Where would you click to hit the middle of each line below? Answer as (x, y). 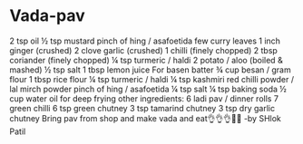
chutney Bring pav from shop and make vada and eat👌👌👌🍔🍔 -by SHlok (145, 118)
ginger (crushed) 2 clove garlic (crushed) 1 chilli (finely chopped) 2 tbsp (144, 50)
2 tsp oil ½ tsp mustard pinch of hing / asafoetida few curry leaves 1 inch (145, 41)
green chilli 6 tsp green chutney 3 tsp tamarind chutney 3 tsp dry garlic (142, 108)
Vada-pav (47, 16)
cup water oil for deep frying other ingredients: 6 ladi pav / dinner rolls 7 (144, 98)
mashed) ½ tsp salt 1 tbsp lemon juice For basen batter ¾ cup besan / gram (151, 70)
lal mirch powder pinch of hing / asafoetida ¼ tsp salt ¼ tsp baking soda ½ (148, 89)
